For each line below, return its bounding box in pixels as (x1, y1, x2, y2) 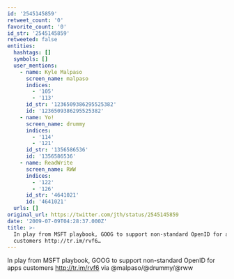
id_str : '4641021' (25, 192, 79, 199)
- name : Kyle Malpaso (19, 68, 82, 75)
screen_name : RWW (25, 165, 77, 173)
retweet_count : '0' (7, 17, 64, 24)
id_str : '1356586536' (25, 146, 89, 153)
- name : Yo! (19, 114, 54, 121)
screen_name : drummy (25, 120, 86, 128)
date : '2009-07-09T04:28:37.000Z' (7, 218, 108, 225)
